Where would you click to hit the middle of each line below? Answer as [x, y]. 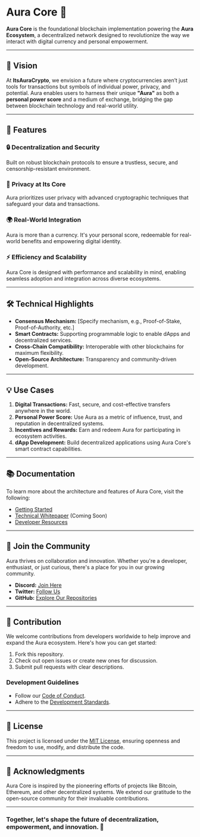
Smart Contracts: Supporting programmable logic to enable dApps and [102, 334]
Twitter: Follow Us [37, 591]
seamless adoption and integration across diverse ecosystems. [84, 279]
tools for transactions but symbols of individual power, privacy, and [88, 87]
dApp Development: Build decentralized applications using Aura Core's [103, 442]
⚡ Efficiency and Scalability [47, 257]
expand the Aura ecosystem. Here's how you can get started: [82, 643]
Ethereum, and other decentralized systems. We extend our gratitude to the [99, 792]
